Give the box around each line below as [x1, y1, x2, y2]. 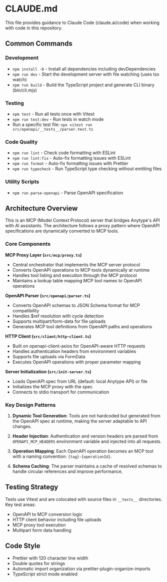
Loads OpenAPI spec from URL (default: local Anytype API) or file [12, 378, 147, 384]
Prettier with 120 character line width [12, 555, 88, 561]
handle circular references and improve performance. [12, 468, 123, 474]
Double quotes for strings [12, 560, 65, 566]
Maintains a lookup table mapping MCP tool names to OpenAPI [12, 277, 142, 283]
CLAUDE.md [5, 3, 58, 15]
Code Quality [5, 138, 38, 145]
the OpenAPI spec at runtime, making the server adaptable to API [12, 418, 147, 424]
